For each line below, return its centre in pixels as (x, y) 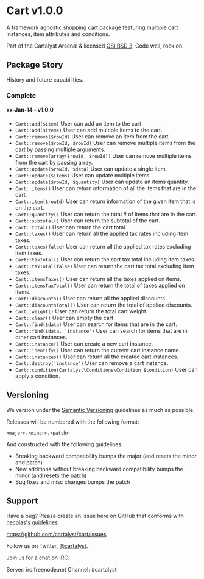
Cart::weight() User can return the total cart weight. (81, 311)
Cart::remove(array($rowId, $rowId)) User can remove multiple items (103, 155)
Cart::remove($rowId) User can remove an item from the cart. (93, 136)
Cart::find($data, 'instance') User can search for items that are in (101, 330)
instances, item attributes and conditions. (58, 34)
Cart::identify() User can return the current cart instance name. (98, 350)
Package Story (35, 65)
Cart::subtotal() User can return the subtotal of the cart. (87, 221)
